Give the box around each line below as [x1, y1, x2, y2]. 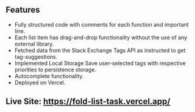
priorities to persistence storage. [14, 66, 97, 73]
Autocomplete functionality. [14, 72, 84, 79]
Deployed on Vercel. [14, 79, 66, 86]
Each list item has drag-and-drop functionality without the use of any [14, 33, 188, 41]
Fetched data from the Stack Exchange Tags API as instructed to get [14, 47, 186, 54]
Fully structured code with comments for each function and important [14, 21, 189, 28]
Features [5, 5, 40, 15]
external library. [14, 40, 54, 47]
